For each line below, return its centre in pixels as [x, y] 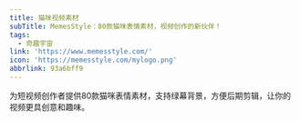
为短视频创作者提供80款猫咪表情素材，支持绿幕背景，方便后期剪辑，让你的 [150, 96]
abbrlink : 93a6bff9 [47, 69]
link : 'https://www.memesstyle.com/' [81, 52]
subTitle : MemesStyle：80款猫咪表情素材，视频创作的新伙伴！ [115, 26]
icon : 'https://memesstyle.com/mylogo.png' [93, 60]
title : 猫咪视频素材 [44, 18]
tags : [20, 35]
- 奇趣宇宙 [36, 43]
